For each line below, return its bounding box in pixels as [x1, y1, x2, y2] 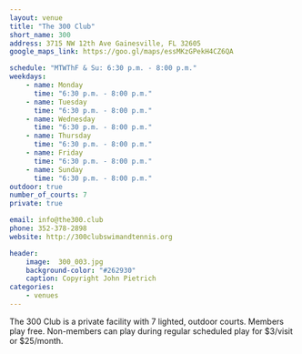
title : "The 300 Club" [9, 22, 96, 31]
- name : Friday [25, 148, 84, 157]
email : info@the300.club [9, 216, 104, 225]
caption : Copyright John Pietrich [25, 274, 156, 283]
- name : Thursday [25, 131, 92, 141]
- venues [25, 291, 59, 300]
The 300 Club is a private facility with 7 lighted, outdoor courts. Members [9, 316, 285, 327]
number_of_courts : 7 [9, 190, 88, 200]
